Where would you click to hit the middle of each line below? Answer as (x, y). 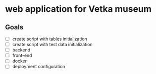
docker (20, 61)
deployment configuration (39, 67)
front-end (22, 55)
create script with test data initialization (52, 45)
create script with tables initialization (50, 39)
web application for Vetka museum (78, 9)
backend (21, 50)
